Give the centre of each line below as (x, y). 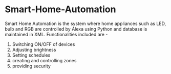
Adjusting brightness (34, 50)
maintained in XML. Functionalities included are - (56, 34)
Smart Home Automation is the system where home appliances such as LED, (85, 23)
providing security (31, 66)
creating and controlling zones (44, 60)
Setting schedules (31, 55)
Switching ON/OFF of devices (44, 44)
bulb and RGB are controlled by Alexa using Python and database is (76, 29)
